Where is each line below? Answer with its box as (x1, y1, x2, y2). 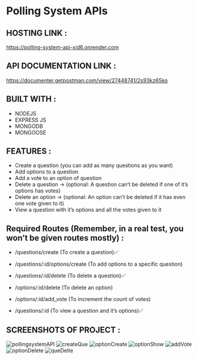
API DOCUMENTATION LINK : (6, 61, 116, 71)
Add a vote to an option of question (14, 175, 102, 182)
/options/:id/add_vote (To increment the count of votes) (14, 296, 151, 303)
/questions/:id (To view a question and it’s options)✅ (14, 307, 144, 314)
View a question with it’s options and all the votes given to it (14, 206, 162, 213)
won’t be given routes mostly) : (6, 232, 124, 243)
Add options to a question (14, 168, 79, 175)
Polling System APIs (6, 4, 108, 18)
